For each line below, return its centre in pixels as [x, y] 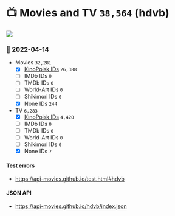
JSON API [19, 193]
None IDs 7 [38, 151]
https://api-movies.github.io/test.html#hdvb [70, 179]
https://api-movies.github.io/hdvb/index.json [71, 206]
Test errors [21, 165]
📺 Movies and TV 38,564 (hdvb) [88, 13]
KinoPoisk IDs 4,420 [49, 117]
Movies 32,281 [33, 63]
